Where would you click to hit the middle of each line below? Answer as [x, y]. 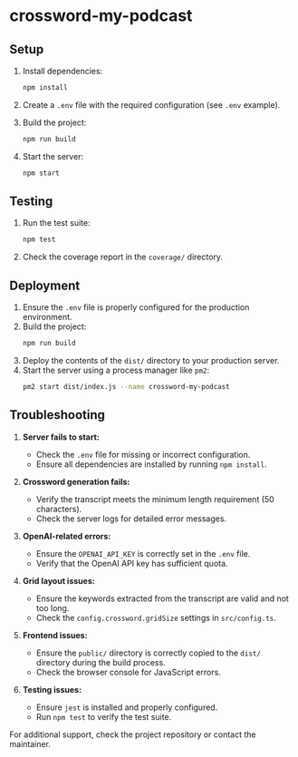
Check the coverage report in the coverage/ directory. [123, 257]
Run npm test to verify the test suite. [104, 716]
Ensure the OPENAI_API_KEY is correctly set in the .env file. [143, 553]
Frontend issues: [55, 635]
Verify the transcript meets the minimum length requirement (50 [155, 499]
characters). [59, 509]
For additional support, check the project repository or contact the [133, 734]
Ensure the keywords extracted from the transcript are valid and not [163, 598]
